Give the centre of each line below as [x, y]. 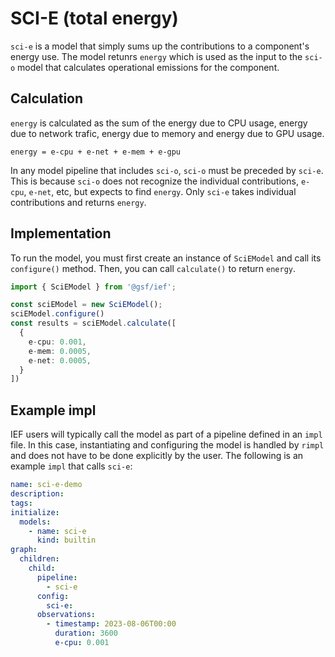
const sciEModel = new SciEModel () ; [86, 305]
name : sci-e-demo [46, 485]
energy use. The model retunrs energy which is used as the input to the [156, 56]
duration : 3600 [86, 633]
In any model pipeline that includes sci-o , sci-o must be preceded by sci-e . [167, 170]
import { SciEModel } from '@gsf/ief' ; [93, 287]
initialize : [35, 512]
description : [37, 494]
